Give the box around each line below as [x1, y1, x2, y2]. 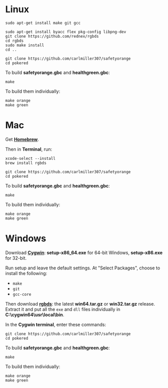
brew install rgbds [5, 160, 47, 165]
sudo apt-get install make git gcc [5, 20, 81, 25]
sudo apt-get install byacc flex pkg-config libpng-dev [5, 29, 126, 34]
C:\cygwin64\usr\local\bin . [5, 312, 65, 318]
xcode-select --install [5, 156, 56, 161]
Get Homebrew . [5, 136, 39, 142]
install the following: [5, 270, 47, 276]
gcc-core [12, 292, 32, 297]
